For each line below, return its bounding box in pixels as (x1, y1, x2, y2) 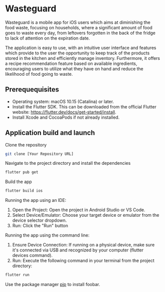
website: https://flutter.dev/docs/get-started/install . (12, 109, 117, 115)
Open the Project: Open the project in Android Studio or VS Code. (12, 207, 145, 213)
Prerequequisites (5, 85, 59, 94)
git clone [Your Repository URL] (5, 151, 74, 156)
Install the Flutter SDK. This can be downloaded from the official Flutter (12, 103, 157, 109)
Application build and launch (5, 129, 95, 137)
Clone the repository (5, 142, 47, 147)
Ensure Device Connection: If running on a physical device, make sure (12, 242, 155, 248)
